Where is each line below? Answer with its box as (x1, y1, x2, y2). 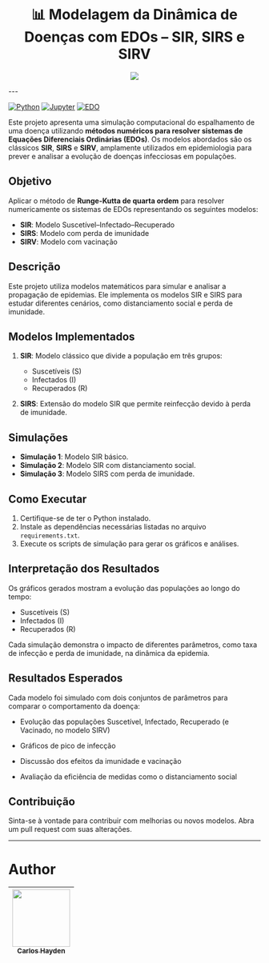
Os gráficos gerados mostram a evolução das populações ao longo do (8, 583, 240, 593)
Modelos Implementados (8, 330, 135, 343)
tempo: (8, 592, 32, 601)
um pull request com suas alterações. (8, 825, 132, 834)
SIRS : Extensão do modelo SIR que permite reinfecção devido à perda (19, 399, 251, 409)
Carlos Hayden (17, 946, 66, 956)
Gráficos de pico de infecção (19, 741, 116, 750)
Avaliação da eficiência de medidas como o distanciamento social (19, 772, 238, 781)
